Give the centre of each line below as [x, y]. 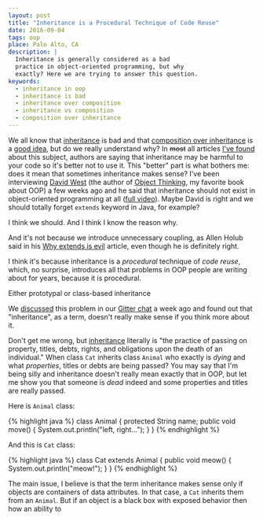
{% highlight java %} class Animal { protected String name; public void [122, 421]
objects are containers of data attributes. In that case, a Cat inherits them [126, 492]
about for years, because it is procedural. [75, 278]
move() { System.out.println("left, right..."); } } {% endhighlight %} [114, 429]
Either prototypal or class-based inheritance [80, 293]
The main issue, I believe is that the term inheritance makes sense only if [126, 483]
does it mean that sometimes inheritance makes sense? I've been [114, 173]
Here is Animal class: [42, 405]
